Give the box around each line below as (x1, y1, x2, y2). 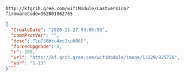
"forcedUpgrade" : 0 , (11, 44, 62, 50)
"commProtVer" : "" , (11, 32, 60, 38)
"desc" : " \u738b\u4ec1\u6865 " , (11, 38, 89, 44)
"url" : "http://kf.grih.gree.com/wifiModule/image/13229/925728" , (11, 54, 180, 61)
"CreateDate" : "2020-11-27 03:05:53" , (11, 27, 108, 33)
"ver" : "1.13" (11, 60, 46, 66)
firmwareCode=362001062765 (5, 11, 73, 17)
